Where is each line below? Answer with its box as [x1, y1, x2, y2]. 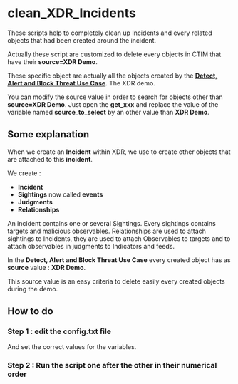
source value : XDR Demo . [7, 263, 86, 271]
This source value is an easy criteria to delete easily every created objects [7, 276, 226, 286]
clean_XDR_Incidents [7, 5, 137, 21]
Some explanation [7, 128, 90, 140]
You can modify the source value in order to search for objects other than [7, 93, 223, 101]
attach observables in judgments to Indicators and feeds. [7, 242, 175, 250]
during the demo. [7, 284, 58, 293]
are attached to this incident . [7, 155, 93, 163]
